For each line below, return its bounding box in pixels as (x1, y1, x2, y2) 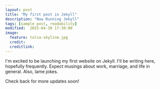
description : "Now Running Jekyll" (5, 16, 79, 21)
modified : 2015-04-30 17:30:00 (5, 26, 72, 31)
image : (5, 30, 19, 35)
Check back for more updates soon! (5, 78, 79, 84)
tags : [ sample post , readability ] (5, 21, 77, 26)
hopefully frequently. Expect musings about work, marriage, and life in (5, 63, 150, 69)
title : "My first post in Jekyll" (5, 12, 77, 17)
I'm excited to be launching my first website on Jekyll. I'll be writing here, (5, 58, 155, 64)
